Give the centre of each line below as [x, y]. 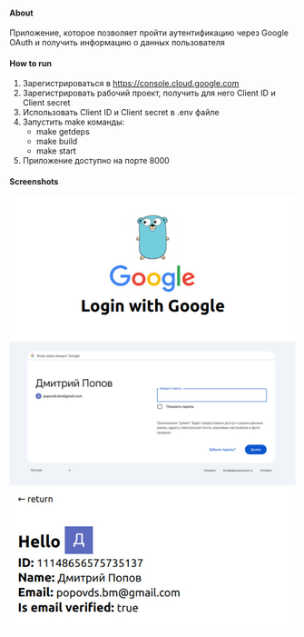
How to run [31, 63]
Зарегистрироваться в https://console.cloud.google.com [131, 84]
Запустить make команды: [74, 122]
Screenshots [34, 181]
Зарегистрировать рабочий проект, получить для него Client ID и [149, 93]
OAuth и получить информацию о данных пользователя [117, 43]
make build [57, 142]
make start [56, 151]
